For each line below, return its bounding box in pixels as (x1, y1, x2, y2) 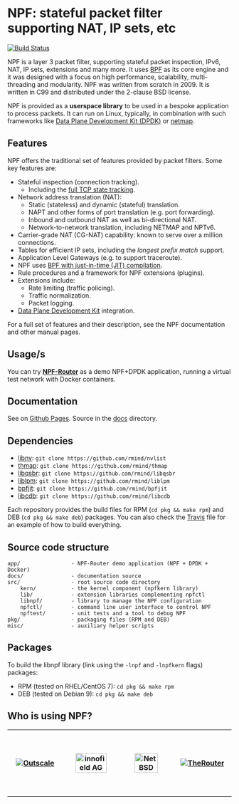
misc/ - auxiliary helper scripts (7, 622, 154, 630)
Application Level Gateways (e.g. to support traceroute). (17, 253, 183, 261)
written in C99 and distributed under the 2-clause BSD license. (7, 88, 191, 96)
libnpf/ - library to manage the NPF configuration (20, 597, 202, 605)
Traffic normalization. (28, 291, 91, 300)
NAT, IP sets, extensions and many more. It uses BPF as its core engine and (7, 65, 229, 73)
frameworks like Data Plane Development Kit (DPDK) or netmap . (7, 116, 195, 125)
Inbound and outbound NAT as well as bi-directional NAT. (28, 215, 197, 224)
